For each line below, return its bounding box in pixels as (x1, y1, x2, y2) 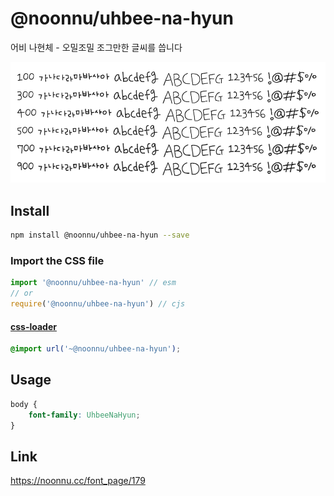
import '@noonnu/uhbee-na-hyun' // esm (10, 278, 177, 288)
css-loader (10, 320, 57, 332)
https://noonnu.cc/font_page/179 (10, 475, 146, 487)
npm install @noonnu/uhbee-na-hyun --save (10, 230, 190, 241)
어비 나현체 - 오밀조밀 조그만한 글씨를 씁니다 (10, 41, 183, 53)
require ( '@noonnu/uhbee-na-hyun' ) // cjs (10, 299, 186, 309)
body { (10, 399, 38, 409)
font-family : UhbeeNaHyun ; (28, 410, 141, 420)
